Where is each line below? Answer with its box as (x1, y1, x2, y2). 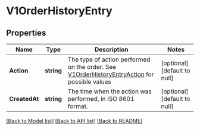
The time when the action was (67, 87, 152, 96)
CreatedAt (9, 95, 39, 103)
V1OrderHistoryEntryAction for (67, 70, 154, 78)
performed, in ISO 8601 (67, 95, 135, 103)
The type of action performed (67, 55, 151, 64)
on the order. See (67, 63, 117, 71)
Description (94, 46, 129, 53)
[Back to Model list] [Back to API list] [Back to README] (6, 118, 143, 124)
